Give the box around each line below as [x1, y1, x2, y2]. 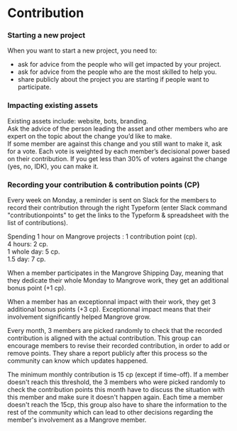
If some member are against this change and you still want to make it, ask [7, 139, 222, 148]
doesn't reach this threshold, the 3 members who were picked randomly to [7, 378, 226, 386]
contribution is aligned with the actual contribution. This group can [7, 334, 202, 342]
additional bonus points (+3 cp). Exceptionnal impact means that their [7, 305, 211, 314]
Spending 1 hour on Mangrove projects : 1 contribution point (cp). [7, 232, 197, 241]
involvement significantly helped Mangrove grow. [7, 312, 151, 321]
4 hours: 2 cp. [7, 240, 48, 249]
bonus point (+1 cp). [7, 284, 66, 293]
